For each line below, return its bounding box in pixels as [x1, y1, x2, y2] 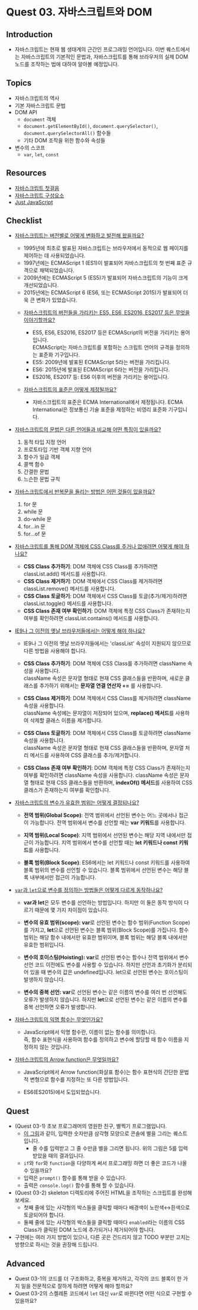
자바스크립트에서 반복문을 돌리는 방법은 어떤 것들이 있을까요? [14, 488, 155, 495]
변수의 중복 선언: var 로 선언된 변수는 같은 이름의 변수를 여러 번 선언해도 [23, 988, 187, 996]
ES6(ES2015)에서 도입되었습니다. [23, 1089, 102, 1096]
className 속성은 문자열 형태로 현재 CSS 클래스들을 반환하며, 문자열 [23, 744, 184, 752]
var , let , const [23, 150, 59, 158]
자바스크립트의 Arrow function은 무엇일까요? [14, 1056, 119, 1063]
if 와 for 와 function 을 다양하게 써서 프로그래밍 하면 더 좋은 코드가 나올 [23, 1160, 187, 1167]
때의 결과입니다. [48, 1152, 85, 1160]
